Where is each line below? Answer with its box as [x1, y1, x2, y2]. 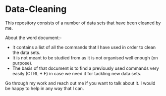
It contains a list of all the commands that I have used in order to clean [12, 44, 156, 50]
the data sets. [12, 49, 41, 55]
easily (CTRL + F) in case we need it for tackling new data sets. [12, 70, 142, 76]
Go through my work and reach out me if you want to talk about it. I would [5, 80, 156, 86]
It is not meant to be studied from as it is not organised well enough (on [12, 54, 158, 60]
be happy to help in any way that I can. [5, 85, 84, 91]
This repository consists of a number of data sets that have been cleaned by [5, 20, 161, 26]
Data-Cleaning [5, 3, 67, 15]
